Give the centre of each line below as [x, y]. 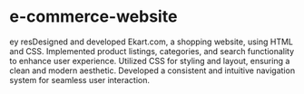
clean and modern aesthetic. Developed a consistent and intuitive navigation [152, 70]
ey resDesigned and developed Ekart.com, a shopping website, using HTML [151, 42]
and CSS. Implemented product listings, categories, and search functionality [152, 51]
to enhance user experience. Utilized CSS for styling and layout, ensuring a [150, 61]
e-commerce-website [93, 17]
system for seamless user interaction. [80, 80]
